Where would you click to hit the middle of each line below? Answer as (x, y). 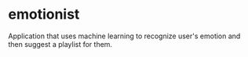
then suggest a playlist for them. (60, 44)
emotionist (44, 14)
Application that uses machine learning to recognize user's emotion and (124, 36)
